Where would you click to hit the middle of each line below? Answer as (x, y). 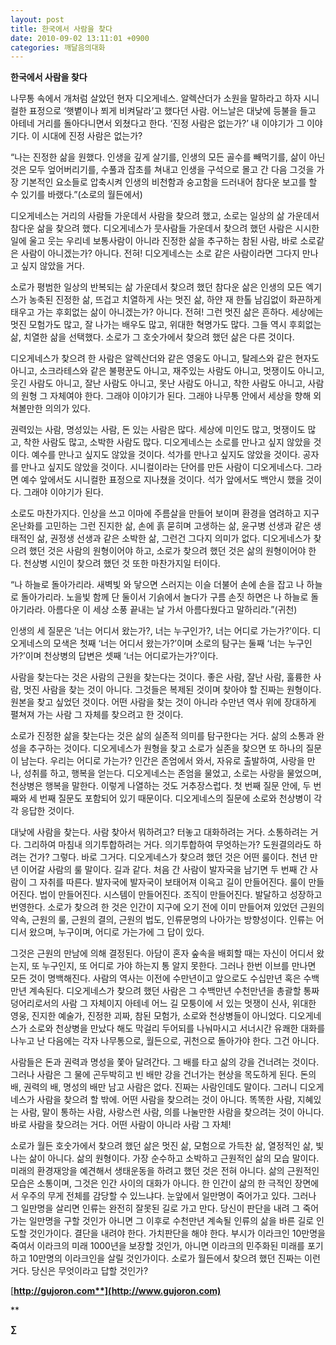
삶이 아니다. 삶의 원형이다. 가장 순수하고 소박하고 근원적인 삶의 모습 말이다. (174, 1158)
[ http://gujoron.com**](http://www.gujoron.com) (116, 1291)
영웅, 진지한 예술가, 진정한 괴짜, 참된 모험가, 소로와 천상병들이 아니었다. (149, 1016)
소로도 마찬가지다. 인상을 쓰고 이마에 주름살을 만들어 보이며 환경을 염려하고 (156, 513)
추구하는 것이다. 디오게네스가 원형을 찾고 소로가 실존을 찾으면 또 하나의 (166, 748)
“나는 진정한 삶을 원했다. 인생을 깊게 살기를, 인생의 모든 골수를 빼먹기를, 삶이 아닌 (168, 157)
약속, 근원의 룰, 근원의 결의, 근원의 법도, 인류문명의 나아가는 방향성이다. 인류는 (162, 920)
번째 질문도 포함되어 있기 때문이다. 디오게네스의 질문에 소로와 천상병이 (175, 798)
